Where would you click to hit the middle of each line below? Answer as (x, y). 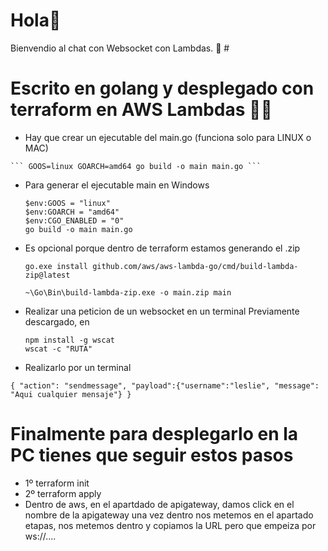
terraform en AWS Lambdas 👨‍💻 (141, 110)
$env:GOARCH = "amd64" (72, 212)
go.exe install (56, 266)
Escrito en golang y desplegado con (162, 88)
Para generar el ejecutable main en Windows (117, 185)
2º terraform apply (63, 493)
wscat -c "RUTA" (58, 349)
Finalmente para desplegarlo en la (154, 434)
